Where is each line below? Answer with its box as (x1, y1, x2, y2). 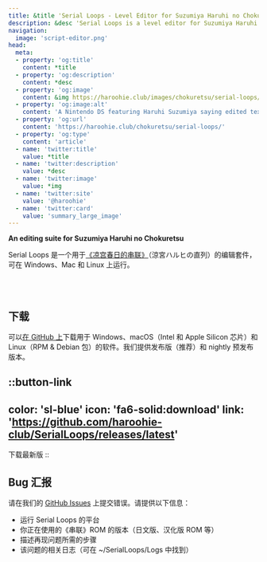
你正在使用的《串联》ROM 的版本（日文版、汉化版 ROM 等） (19, 525, 219, 535)
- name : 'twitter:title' (15, 145, 98, 153)
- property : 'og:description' (15, 71, 115, 79)
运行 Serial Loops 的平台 (19, 515, 100, 525)
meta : (15, 49, 34, 57)
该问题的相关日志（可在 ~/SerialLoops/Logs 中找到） (19, 545, 193, 555)
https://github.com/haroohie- (11, 415, 163, 429)
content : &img (22, 93, 69, 101)
